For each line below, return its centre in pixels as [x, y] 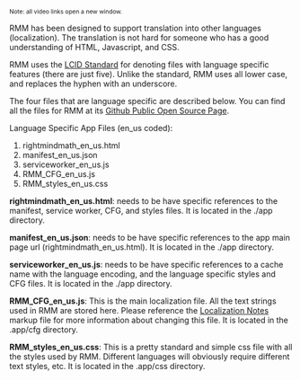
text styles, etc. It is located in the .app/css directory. [107, 366]
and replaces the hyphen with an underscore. [93, 84]
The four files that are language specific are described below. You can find [147, 101]
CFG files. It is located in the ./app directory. [91, 283]
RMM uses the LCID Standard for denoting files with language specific [139, 65]
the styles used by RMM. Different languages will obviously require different [150, 357]
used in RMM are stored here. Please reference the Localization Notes [139, 310]
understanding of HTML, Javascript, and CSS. [94, 47]
